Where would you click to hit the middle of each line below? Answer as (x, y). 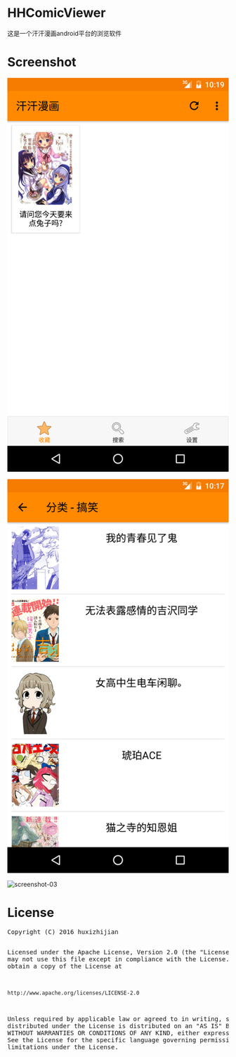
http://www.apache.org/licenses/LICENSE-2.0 (73, 993)
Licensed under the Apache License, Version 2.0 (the (102, 952)
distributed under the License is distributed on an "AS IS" (115, 1026)
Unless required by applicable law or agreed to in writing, (115, 1019)
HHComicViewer (57, 13)
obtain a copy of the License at (65, 966)
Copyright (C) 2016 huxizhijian (63, 932)
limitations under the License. (63, 1047)
